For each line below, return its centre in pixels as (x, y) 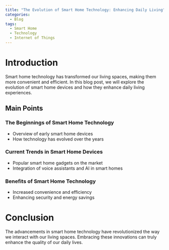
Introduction (32, 63)
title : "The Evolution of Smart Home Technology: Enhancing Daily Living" (85, 10)
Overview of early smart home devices (53, 134)
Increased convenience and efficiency (52, 192)
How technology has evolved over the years (58, 139)
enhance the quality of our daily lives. (44, 242)
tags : (11, 24)
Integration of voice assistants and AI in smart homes (68, 168)
